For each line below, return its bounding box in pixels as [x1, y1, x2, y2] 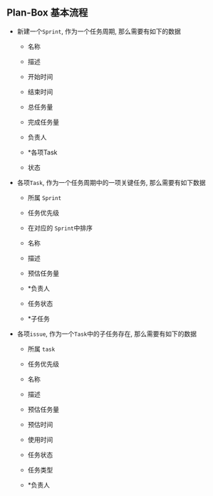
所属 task [27, 344, 56, 353]
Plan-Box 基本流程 [6, 6, 88, 19]
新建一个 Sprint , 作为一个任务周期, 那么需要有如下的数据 [16, 27, 181, 36]
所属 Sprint [27, 193, 62, 201]
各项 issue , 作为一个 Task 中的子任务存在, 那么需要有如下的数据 [16, 329, 197, 338]
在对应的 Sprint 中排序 [27, 223, 93, 232]
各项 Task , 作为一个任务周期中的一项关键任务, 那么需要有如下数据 [16, 178, 206, 186]
